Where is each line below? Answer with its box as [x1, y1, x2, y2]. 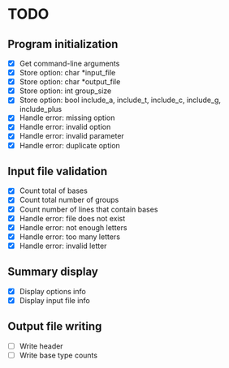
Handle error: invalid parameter [19, 131, 125, 141]
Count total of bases [19, 186, 89, 195]
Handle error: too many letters [19, 232, 121, 242]
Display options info [19, 286, 86, 296]
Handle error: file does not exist [19, 213, 126, 223]
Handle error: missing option [19, 113, 115, 122]
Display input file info [19, 295, 91, 305]
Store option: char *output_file [19, 77, 121, 87]
